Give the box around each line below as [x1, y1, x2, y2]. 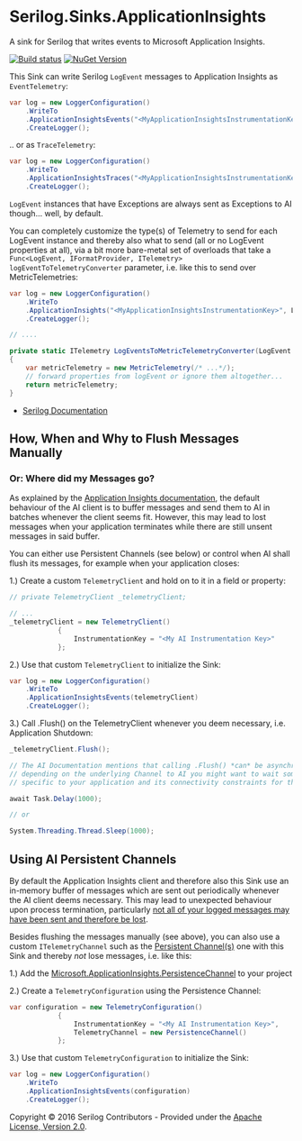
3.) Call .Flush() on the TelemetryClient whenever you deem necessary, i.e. [9, 718, 286, 728]
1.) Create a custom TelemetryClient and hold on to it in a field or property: [9, 575, 286, 587]
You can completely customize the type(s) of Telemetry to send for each [9, 225, 279, 236]
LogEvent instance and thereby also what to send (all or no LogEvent [9, 234, 264, 245]
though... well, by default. [9, 207, 103, 218]
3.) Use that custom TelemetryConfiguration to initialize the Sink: [9, 1053, 250, 1063]
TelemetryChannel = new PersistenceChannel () [73, 1027, 247, 1037]
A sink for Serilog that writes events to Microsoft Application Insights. [9, 36, 265, 47]
